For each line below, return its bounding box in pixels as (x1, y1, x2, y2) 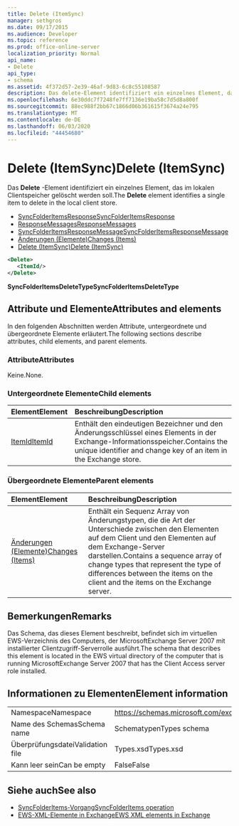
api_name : (7, 57, 37, 64)
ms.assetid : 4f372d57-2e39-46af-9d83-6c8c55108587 (7, 83, 161, 90)
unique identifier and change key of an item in (74, 446, 228, 456)
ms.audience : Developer (7, 30, 78, 38)
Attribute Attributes (7, 355, 75, 365)
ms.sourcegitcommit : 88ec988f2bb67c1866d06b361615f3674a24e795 (7, 103, 199, 110)
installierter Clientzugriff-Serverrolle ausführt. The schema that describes (7, 644, 221, 653)
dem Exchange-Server (87, 542, 165, 552)
